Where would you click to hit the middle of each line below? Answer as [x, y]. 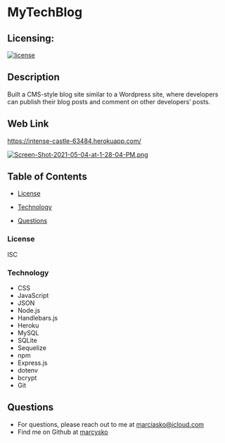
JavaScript [33, 296]
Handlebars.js [38, 318]
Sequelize [32, 348]
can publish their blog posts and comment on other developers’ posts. [109, 101]
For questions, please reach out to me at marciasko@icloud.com [111, 424]
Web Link [28, 124]
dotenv [28, 370]
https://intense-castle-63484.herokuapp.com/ [75, 141]
